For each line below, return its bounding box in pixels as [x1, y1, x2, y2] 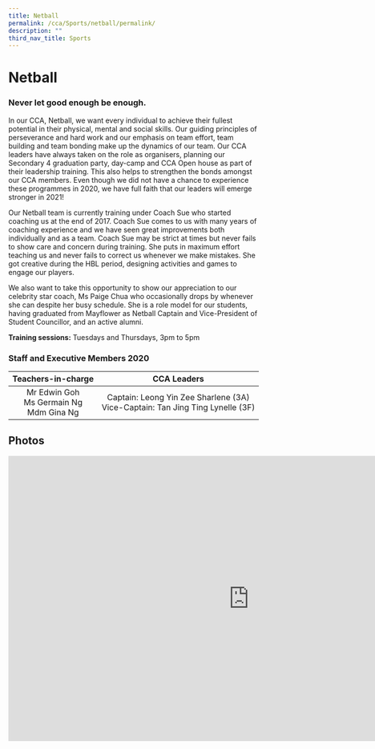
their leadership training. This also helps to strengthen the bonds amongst [8, 166, 252, 176]
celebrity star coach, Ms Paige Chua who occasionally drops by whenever [8, 291, 254, 301]
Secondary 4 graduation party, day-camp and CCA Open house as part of [8, 158, 252, 168]
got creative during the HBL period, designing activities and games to [8, 258, 238, 269]
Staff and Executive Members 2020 [8, 352, 150, 363]
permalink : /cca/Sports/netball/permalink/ [8, 19, 156, 27]
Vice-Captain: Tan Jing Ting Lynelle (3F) [101, 402, 256, 413]
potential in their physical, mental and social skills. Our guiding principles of [8, 123, 258, 133]
